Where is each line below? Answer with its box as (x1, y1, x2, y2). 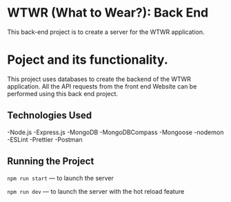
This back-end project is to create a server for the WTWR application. (7, 28, 205, 36)
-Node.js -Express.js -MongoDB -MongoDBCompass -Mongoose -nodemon (7, 128, 224, 136)
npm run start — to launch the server (7, 174, 114, 182)
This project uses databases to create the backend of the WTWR (7, 75, 192, 83)
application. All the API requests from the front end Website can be (7, 82, 197, 91)
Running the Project (7, 156, 94, 167)
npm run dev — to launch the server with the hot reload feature (7, 187, 185, 195)
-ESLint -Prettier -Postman (7, 135, 83, 143)
